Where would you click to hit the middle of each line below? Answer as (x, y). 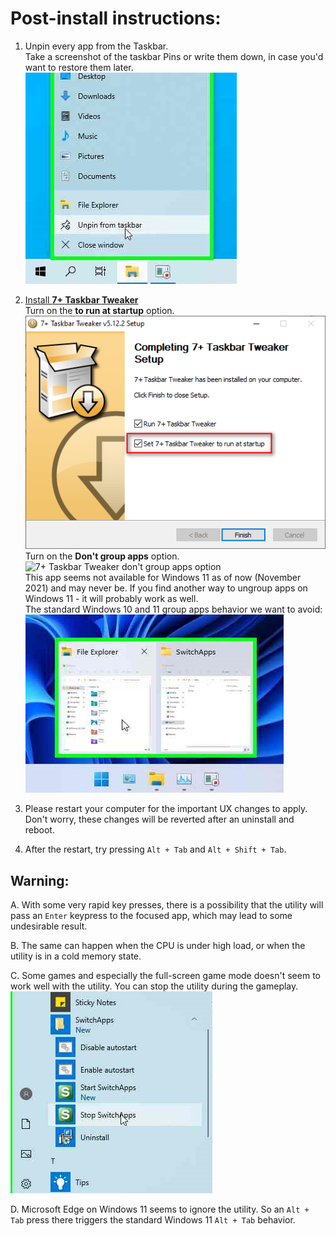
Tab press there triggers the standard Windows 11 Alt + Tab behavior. (153, 1220)
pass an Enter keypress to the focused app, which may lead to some (151, 916)
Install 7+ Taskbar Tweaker (81, 299)
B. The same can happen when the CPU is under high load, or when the (158, 946)
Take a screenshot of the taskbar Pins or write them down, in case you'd (174, 56)
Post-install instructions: (116, 18)
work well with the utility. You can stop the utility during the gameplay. (154, 986)
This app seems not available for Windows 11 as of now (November (163, 578)
